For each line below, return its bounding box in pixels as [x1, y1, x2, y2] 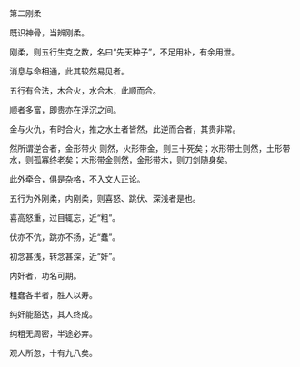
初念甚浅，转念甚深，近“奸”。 [9, 251, 121, 262]
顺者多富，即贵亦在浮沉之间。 [9, 104, 121, 115]
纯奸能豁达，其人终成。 [9, 309, 97, 320]
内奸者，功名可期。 [9, 271, 82, 281]
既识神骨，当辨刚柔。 [9, 27, 89, 38]
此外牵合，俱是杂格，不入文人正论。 [9, 174, 145, 184]
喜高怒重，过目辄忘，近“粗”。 [9, 213, 121, 223]
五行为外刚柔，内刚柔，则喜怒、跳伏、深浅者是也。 [9, 193, 201, 203]
